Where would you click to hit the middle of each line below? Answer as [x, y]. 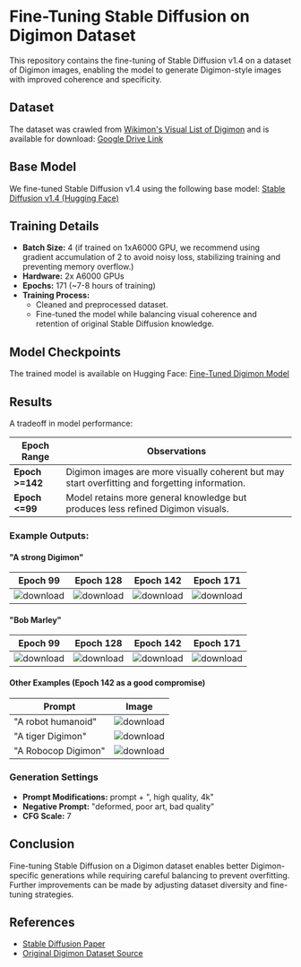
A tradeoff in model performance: [71, 423]
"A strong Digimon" [47, 557]
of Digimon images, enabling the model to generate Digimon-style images [146, 70]
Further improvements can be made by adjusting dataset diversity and [139, 885]
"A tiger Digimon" [50, 736]
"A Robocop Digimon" [60, 750]
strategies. [54, 894]
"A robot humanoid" [55, 721]
